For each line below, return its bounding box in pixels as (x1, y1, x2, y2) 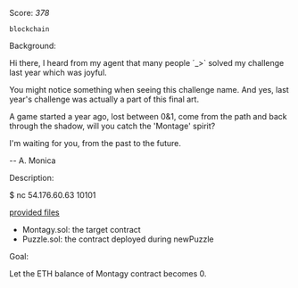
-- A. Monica (9, 155, 56, 166)
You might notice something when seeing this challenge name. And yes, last (9, 85, 289, 95)
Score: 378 (9, 8, 50, 18)
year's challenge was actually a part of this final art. (9, 94, 199, 104)
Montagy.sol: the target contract (21, 225, 141, 235)
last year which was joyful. (9, 67, 107, 78)
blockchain (9, 25, 50, 34)
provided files (9, 207, 60, 218)
